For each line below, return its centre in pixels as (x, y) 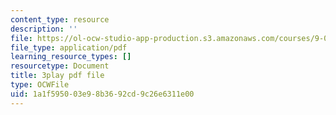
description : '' (44, 29)
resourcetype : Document (60, 66)
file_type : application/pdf (69, 47)
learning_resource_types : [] (71, 57)
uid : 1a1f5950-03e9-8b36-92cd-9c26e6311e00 (102, 94)
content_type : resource (60, 19)
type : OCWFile (40, 85)
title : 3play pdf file (57, 76)
